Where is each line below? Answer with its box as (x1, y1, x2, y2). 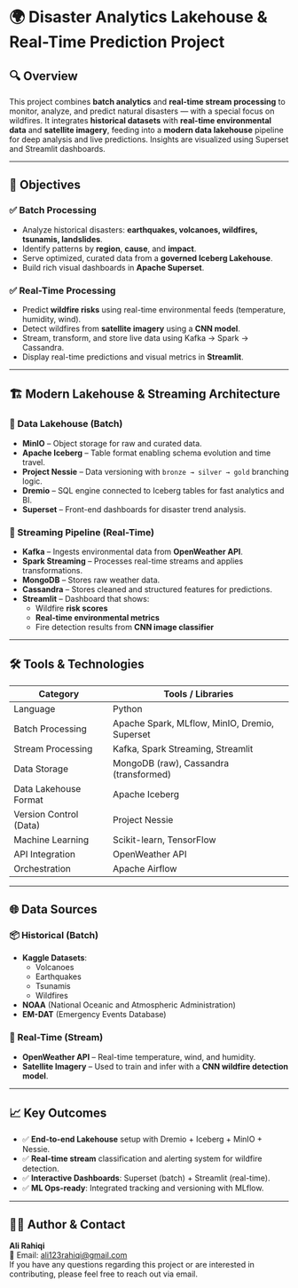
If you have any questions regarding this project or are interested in (9, 1260, 255, 1270)
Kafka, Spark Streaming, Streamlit (112, 742, 254, 755)
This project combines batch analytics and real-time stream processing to (9, 97, 286, 107)
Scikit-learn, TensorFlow (112, 834, 216, 846)
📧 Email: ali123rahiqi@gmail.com (9, 1250, 128, 1260)
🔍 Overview (9, 68, 78, 83)
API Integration (13, 848, 75, 860)
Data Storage (13, 763, 69, 775)
